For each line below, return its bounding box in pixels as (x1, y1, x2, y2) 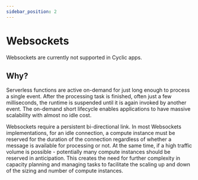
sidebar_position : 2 (6, 8, 58, 15)
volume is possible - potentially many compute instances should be (6, 149, 171, 156)
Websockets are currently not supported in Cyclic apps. (6, 54, 142, 61)
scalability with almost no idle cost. (6, 112, 92, 119)
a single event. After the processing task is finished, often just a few (6, 93, 172, 100)
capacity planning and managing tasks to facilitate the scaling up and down (6, 161, 191, 168)
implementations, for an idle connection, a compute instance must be (6, 130, 175, 137)
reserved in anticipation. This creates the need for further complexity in (6, 155, 181, 162)
